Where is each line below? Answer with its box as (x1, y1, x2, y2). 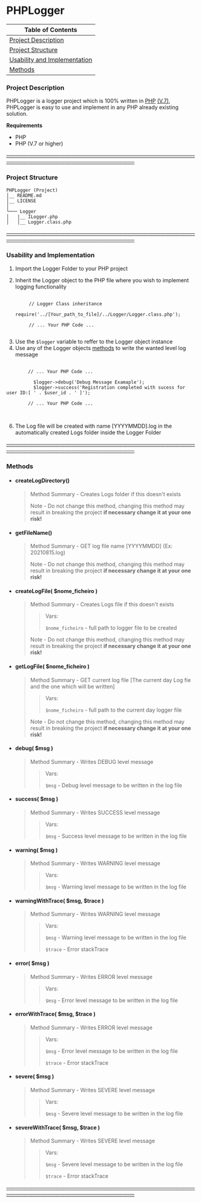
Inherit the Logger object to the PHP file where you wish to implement (15, 276, 189, 283)
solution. (6, 110, 28, 118)
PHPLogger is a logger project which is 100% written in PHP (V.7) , (6, 98, 171, 105)
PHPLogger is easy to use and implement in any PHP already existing (6, 104, 179, 111)
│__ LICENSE (6, 197, 36, 204)
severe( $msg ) (15, 1073, 54, 1080)
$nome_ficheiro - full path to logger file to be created (45, 625, 177, 632)
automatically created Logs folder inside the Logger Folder (15, 428, 162, 436)
